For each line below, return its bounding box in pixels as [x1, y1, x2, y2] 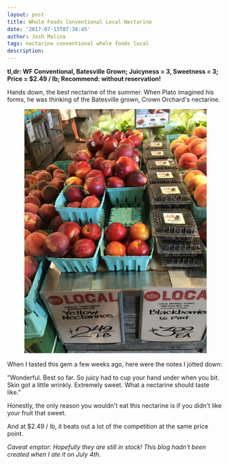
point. [7, 429, 24, 437]
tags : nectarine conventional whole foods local [7, 40, 149, 48]
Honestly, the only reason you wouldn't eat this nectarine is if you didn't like [7, 401, 222, 410]
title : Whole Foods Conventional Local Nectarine [7, 18, 153, 26]
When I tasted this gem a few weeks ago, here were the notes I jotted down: [7, 359, 223, 368]
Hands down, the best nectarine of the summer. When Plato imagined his [7, 88, 215, 96]
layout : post [7, 11, 45, 18]
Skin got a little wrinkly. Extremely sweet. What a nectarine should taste [7, 380, 210, 389]
